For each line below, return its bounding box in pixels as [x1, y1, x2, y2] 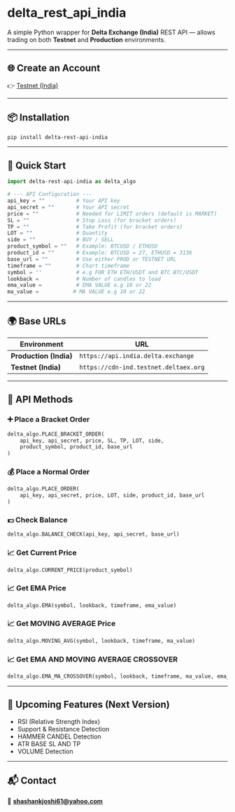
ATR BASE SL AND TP [17, 739, 81, 748]
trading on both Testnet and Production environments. [7, 35, 166, 43]
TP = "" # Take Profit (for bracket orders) [7, 223, 183, 230]
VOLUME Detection [17, 747, 73, 755]
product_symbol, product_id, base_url [20, 443, 133, 450]
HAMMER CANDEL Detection [17, 732, 101, 741]
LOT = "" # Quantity [7, 229, 108, 237]
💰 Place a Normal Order [7, 467, 90, 477]
